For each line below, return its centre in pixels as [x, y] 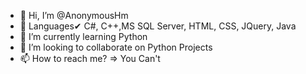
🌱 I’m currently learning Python [83, 36]
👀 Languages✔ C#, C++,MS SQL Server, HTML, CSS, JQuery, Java [158, 26]
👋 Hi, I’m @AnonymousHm [74, 15]
